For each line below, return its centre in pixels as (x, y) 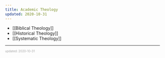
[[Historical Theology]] (35, 33)
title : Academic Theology (31, 10)
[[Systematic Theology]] (37, 38)
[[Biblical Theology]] (33, 28)
